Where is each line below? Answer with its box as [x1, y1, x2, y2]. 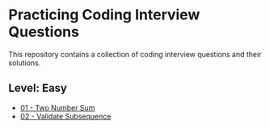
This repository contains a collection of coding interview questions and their [8, 49, 262, 59]
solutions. [8, 58, 41, 68]
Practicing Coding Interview [8, 6, 200, 24]
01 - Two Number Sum [19, 102, 95, 112]
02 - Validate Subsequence [19, 111, 112, 121]
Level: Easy [8, 81, 67, 95]
